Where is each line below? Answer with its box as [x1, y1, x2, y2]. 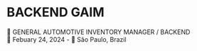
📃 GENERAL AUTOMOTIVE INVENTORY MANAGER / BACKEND [6, 28, 191, 36]
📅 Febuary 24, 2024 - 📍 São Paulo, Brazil [6, 35, 127, 43]
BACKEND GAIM [6, 4, 105, 21]
